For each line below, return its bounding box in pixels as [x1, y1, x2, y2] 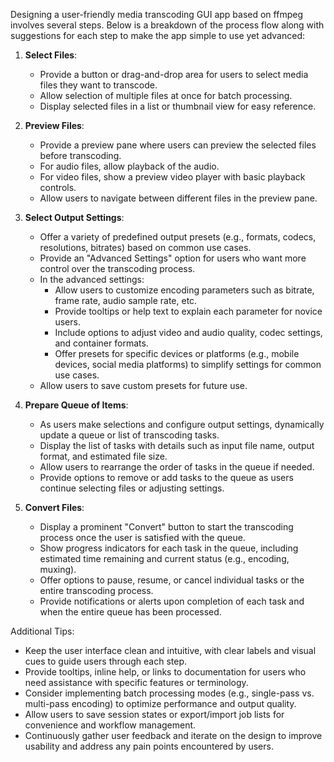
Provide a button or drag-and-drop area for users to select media [39, 69, 309, 80]
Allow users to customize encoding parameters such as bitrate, [54, 284, 315, 296]
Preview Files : [24, 120, 85, 131]
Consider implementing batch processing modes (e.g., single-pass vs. [24, 687, 315, 699]
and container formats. [54, 337, 149, 349]
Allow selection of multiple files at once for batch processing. [39, 90, 293, 101]
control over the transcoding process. [39, 263, 196, 274]
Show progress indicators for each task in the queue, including [39, 542, 299, 554]
